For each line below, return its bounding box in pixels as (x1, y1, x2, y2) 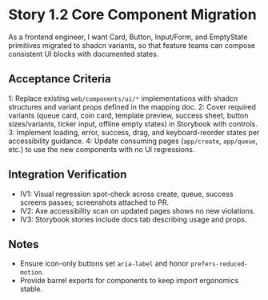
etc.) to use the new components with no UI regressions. (8, 144, 195, 154)
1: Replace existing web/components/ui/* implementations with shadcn (8, 94, 238, 103)
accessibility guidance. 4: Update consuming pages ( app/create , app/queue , (8, 136, 258, 146)
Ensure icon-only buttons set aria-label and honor (19, 258, 190, 269)
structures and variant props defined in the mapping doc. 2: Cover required (8, 102, 256, 111)
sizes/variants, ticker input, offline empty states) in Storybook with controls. (8, 118, 258, 129)
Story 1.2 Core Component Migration (8, 6, 258, 24)
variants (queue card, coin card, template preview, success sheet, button (8, 110, 249, 120)
